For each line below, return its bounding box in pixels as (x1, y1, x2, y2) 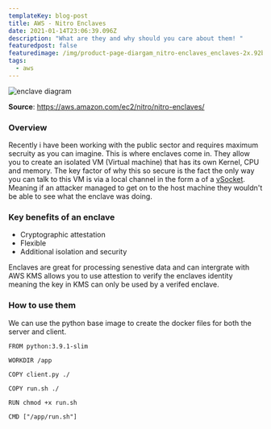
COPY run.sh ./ (8, 384, 60, 393)
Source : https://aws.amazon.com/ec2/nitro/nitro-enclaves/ (8, 101, 205, 111)
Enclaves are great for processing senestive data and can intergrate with (8, 262, 250, 272)
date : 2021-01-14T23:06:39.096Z (8, 27, 117, 35)
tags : (8, 57, 27, 65)
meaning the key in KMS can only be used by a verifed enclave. (8, 279, 219, 290)
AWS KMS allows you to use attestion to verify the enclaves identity (8, 271, 233, 281)
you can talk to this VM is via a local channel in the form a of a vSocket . (8, 175, 246, 184)
